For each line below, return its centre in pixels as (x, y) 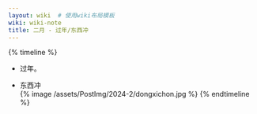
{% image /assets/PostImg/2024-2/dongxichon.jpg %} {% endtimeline (134, 94)
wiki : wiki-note (35, 23)
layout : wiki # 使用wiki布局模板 (61, 15)
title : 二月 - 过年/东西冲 (48, 30)
